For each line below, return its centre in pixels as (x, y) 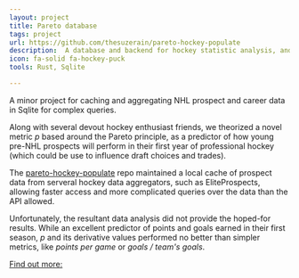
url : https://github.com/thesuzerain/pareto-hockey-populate (125, 42)
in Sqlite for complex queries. (63, 110)
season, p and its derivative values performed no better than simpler (135, 237)
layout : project (39, 17)
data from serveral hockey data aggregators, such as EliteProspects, (135, 182)
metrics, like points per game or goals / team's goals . (107, 247)
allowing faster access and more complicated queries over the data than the (149, 192)
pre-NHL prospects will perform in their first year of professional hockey (141, 146)
